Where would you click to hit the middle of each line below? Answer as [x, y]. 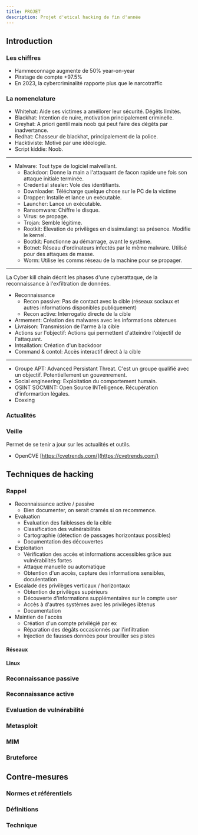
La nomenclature [31, 99]
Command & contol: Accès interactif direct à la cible [78, 352]
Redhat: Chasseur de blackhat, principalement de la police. [86, 137]
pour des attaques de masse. [59, 254]
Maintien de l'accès [38, 617]
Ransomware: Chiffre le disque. [62, 210]
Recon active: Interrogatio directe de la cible [77, 314]
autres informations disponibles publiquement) [80, 308]
